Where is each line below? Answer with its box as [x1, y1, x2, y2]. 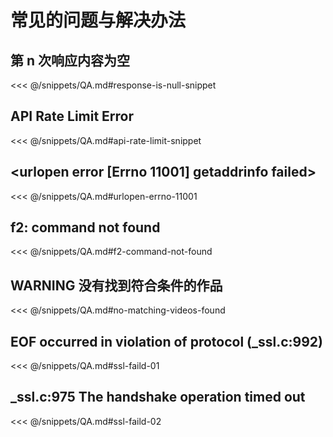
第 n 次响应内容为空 [10, 52, 131, 69]
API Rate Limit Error [10, 108, 135, 125]
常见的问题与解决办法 [10, 9, 187, 32]
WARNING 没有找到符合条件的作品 [10, 277, 223, 294]
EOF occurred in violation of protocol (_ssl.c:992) [10, 333, 324, 350]
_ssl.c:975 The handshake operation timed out [10, 389, 306, 406]
